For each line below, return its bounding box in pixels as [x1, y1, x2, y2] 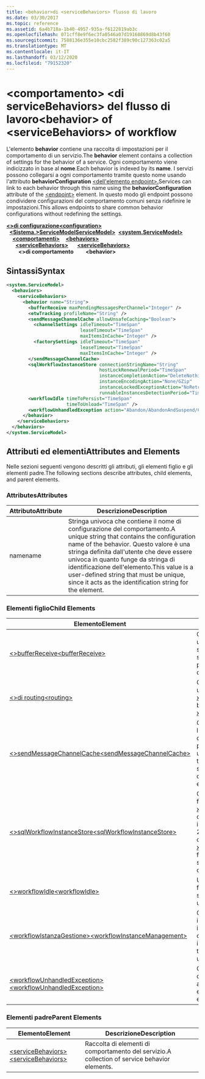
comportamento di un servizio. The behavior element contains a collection [6, 152, 193, 159]
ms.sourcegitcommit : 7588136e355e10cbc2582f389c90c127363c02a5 [6, 37, 171, 43]
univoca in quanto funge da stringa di [68, 555, 175, 564]
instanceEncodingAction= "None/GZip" [99, 379, 192, 385]
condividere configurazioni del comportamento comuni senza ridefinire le [6, 197, 191, 205]
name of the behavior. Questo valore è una [68, 540, 190, 548]
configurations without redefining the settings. [6, 210, 123, 217]
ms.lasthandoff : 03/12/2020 [6, 54, 78, 60]
